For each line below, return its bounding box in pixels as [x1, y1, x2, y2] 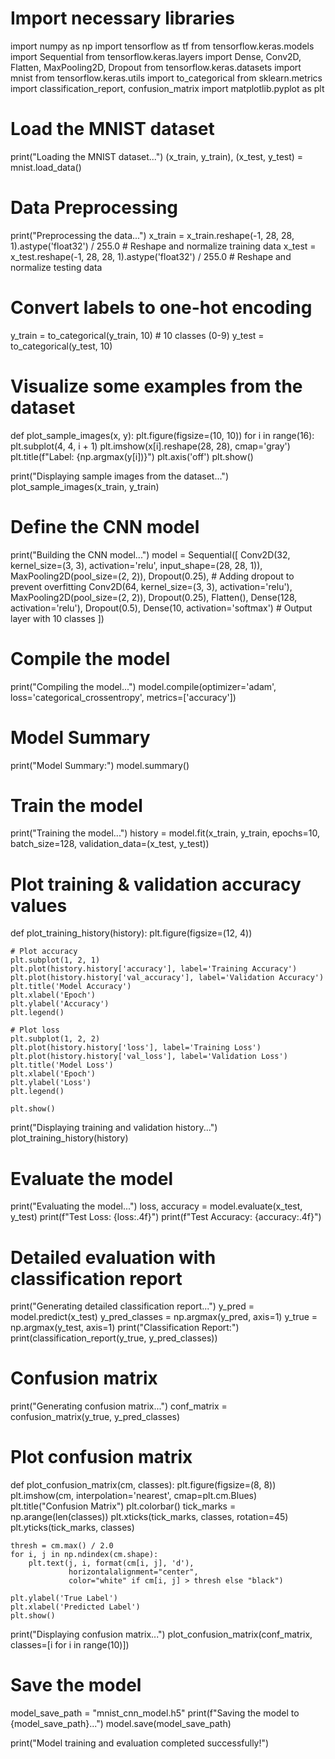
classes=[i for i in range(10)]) [10, 1639, 130, 1651]
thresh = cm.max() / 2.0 [10, 1541, 114, 1551]
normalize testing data [10, 261, 103, 273]
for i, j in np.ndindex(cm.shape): [10, 1550, 159, 1560]
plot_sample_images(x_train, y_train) [10, 480, 160, 492]
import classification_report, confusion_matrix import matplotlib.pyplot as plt [10, 82, 325, 94]
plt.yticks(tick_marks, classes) [10, 1522, 135, 1534]
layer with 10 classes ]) [10, 612, 105, 624]
